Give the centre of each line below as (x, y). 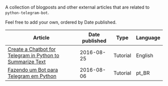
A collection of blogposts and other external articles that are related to (77, 7)
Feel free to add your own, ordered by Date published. (61, 22)
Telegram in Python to (33, 55)
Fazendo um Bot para (33, 70)
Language (148, 38)
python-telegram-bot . (27, 12)
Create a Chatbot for (32, 49)
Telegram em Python (32, 76)
